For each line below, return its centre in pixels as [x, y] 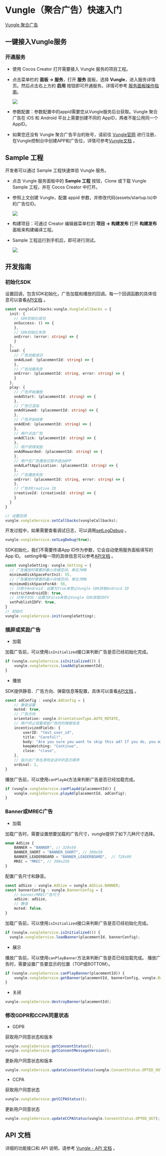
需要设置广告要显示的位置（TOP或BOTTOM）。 [65, 964]
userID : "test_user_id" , [48, 732]
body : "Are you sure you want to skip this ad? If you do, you [89, 742]
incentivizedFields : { [37, 728]
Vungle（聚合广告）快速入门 [63, 10]
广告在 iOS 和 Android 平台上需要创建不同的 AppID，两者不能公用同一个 [85, 118]
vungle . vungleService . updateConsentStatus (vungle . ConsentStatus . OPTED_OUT [84, 1070]
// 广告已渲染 [27, 406]
